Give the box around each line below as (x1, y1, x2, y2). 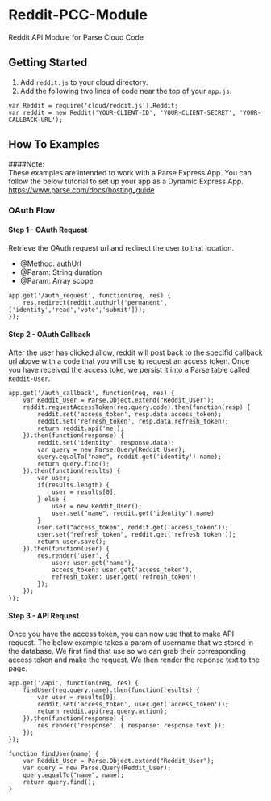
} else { (37, 495, 67, 503)
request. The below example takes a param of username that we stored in (8, 638, 254, 647)
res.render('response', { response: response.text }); (37, 722, 226, 730)
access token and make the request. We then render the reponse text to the (8, 655, 260, 664)
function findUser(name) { (8, 750, 99, 758)
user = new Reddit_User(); (51, 502, 143, 510)
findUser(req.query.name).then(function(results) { (23, 686, 200, 694)
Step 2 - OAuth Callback (8, 330, 91, 339)
